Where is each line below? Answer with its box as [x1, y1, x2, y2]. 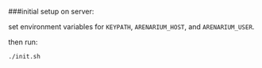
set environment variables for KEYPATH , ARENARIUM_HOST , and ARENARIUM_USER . [8, 22, 255, 31]
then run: [8, 37, 38, 47]
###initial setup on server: [8, 7, 94, 16]
